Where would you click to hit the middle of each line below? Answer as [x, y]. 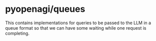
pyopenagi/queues [45, 9]
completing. [17, 33]
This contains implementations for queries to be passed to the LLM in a [78, 23]
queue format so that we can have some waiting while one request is [76, 28]
